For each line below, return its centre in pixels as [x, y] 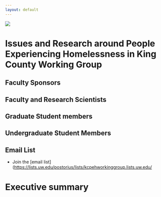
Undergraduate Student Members [58, 133]
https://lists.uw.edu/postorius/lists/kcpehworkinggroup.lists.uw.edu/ [83, 167]
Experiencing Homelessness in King [81, 54]
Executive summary [47, 187]
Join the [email [27, 162]
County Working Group [54, 64]
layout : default [22, 10]
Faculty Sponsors [33, 83]
